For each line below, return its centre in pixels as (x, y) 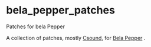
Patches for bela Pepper (35, 26)
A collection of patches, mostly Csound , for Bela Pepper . (76, 38)
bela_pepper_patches (60, 10)
